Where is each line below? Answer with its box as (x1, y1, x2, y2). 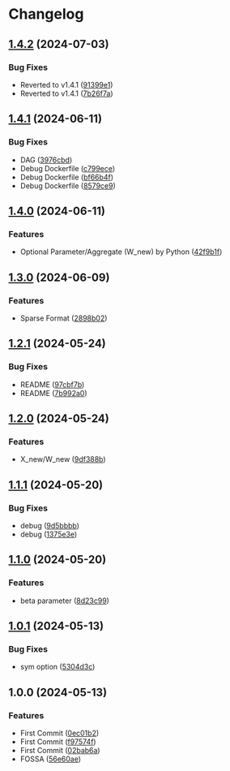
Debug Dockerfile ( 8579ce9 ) (19, 180, 116, 191)
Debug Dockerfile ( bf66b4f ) (19, 172, 114, 182)
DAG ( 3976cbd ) (19, 155, 73, 165)
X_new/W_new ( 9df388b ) (19, 454, 107, 464)
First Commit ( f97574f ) (19, 737, 96, 747)
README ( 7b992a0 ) (19, 388, 87, 398)
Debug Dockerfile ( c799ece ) (19, 163, 116, 173)
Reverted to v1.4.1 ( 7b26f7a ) (19, 88, 113, 98)
